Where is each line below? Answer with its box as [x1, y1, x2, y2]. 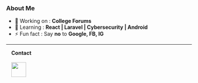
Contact [11, 49, 32, 57]
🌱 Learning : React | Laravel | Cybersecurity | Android [14, 24, 148, 31]
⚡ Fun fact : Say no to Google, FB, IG [14, 31, 104, 38]
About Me [6, 4, 35, 12]
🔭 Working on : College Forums [14, 18, 92, 25]
